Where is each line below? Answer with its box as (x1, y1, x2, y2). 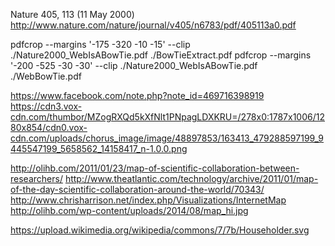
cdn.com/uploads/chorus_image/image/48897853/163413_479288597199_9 (10, 132, 325, 144)
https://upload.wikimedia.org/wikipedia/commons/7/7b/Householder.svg (10, 224, 310, 236)
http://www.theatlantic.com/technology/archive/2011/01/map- (64, 173, 319, 184)
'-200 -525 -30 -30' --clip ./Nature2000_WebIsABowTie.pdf (10, 60, 258, 71)
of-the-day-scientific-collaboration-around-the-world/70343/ (10, 184, 265, 195)
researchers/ (10, 173, 63, 184)
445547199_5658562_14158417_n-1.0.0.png (10, 143, 188, 154)
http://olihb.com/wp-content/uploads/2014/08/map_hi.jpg (10, 205, 249, 216)
